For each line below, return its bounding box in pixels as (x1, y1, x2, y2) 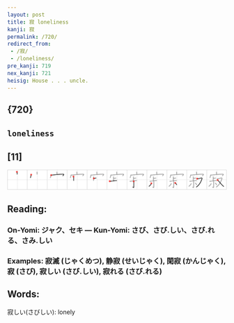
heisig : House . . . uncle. (7, 77, 89, 84)
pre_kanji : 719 (7, 63, 52, 69)
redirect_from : (7, 40, 52, 48)
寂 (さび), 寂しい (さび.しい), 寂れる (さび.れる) (7, 267, 162, 276)
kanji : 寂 (7, 26, 35, 33)
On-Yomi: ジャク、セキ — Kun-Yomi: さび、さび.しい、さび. (7, 226, 208, 235)
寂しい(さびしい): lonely (7, 308, 75, 316)
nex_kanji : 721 (7, 69, 52, 76)
